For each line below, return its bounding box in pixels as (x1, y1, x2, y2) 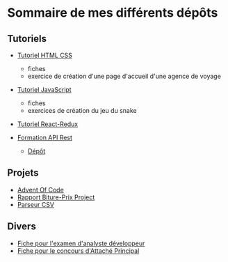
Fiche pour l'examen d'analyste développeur (17, 239, 145, 247)
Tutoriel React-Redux (17, 120, 79, 128)
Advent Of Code (17, 185, 64, 194)
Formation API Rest (17, 134, 73, 141)
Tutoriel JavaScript (17, 86, 72, 93)
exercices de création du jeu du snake (27, 107, 137, 114)
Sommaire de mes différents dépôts (7, 5, 218, 21)
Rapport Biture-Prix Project (17, 193, 95, 201)
